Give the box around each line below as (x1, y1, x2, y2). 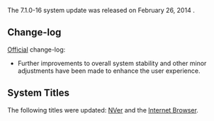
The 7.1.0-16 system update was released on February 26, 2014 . (7, 6, 195, 14)
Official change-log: (7, 45, 66, 54)
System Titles (7, 87, 69, 99)
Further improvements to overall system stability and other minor (17, 59, 207, 67)
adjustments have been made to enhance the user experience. (17, 67, 201, 75)
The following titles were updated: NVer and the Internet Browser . (7, 105, 198, 114)
